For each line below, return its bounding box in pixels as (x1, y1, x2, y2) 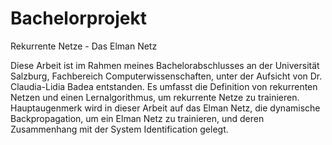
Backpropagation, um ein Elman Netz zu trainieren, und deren (10, 112, 265, 124)
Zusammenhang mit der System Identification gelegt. (10, 123, 229, 135)
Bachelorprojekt (10, 7, 148, 30)
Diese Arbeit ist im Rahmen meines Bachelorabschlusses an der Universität (10, 59, 320, 71)
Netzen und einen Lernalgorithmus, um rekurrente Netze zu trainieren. (10, 91, 300, 103)
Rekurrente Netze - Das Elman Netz (10, 40, 158, 52)
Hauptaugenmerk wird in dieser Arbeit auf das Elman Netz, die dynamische (10, 102, 321, 114)
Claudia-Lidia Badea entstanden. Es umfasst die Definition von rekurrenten (10, 80, 318, 92)
